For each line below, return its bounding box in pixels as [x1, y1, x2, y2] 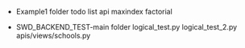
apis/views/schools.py [15, 31, 91, 40]
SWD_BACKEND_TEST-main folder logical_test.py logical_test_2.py [15, 22, 238, 31]
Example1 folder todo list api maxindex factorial [15, 7, 173, 16]
